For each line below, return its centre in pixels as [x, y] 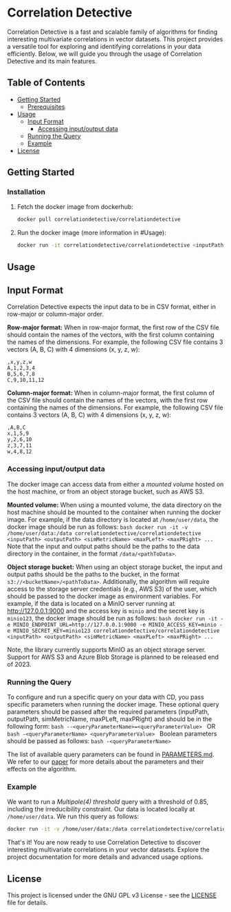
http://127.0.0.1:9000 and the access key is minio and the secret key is [106, 611]
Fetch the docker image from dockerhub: [75, 207]
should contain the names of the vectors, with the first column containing [111, 335]
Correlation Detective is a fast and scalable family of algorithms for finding [112, 32]
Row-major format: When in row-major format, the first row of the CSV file [113, 327]
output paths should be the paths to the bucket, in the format [93, 574]
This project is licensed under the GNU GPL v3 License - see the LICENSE [112, 895]
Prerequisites [46, 107]
